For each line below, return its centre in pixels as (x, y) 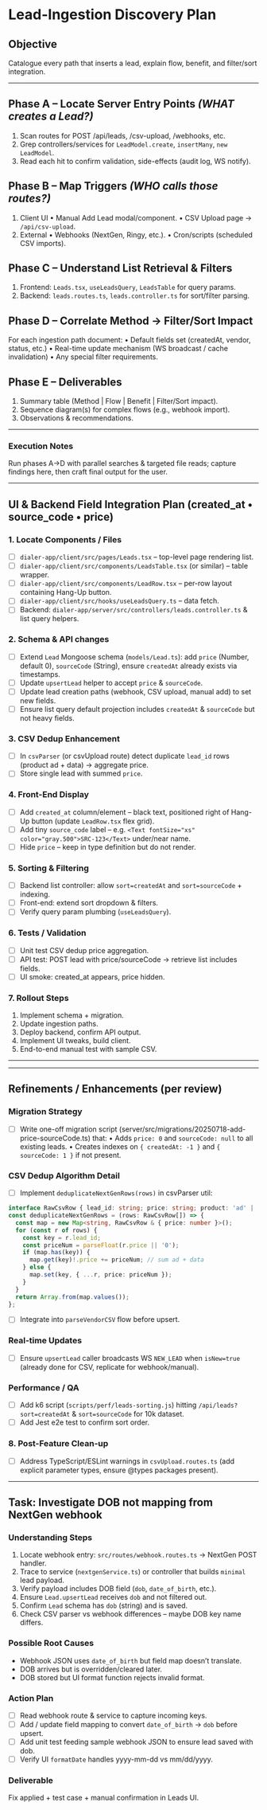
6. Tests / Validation (47, 933)
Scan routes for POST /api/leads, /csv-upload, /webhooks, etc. (123, 135)
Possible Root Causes (51, 1644)
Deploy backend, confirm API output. (80, 1032)
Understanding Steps (50, 1537)
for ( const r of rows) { (56, 1230)
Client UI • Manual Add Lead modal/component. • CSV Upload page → (136, 217)
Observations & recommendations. (76, 418)
